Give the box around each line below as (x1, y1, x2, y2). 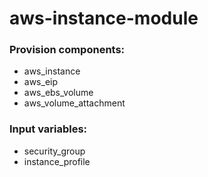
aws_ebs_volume (23, 87, 94, 99)
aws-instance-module (9, 7, 199, 30)
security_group (23, 145, 86, 157)
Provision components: (9, 43, 126, 57)
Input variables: (9, 122, 88, 136)
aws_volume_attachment (23, 97, 126, 109)
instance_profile (23, 155, 91, 167)
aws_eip (23, 76, 59, 88)
